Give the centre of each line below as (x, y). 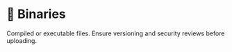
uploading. (22, 40)
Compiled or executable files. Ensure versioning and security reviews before (116, 33)
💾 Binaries (36, 14)
